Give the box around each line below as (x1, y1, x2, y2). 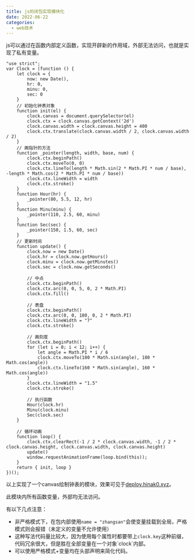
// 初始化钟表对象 (16, 103, 55, 109)
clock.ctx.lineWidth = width (27, 176, 98, 182)
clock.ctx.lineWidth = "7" (27, 318, 93, 324)
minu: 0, (27, 86, 48, 93)
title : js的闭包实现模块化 (6, 8, 65, 15)
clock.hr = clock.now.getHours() (27, 254, 109, 260)
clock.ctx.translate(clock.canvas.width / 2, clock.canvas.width (27, 128, 190, 135)
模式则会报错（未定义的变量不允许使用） (14, 525, 112, 532)
